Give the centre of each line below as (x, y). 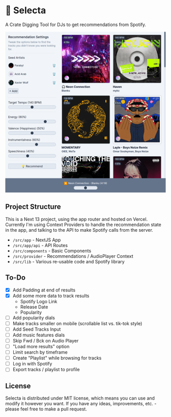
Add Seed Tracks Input (37, 329)
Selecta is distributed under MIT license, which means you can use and (80, 398)
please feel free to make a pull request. (46, 409)
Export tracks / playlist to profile (46, 370)
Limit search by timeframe (40, 352)
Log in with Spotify (32, 364)
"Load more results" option (41, 346)
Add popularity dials (34, 317)
